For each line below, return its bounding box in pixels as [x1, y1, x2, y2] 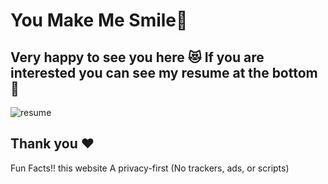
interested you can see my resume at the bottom [10, 64, 318, 81]
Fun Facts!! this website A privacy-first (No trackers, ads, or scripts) [10, 162, 290, 174]
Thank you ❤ [10, 135, 95, 153]
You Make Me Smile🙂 [10, 9, 188, 32]
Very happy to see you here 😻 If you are [10, 49, 265, 66]
